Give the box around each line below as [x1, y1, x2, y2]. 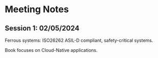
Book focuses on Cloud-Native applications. [5, 47, 98, 53]
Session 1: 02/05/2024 [5, 24, 80, 33]
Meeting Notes [5, 4, 69, 15]
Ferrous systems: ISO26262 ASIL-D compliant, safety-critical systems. [5, 37, 153, 43]
